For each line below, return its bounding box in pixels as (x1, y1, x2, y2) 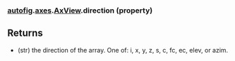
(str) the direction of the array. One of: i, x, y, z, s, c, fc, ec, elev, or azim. (17, 46, 229, 54)
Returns (7, 27, 44, 39)
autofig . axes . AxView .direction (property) (7, 6, 153, 15)
